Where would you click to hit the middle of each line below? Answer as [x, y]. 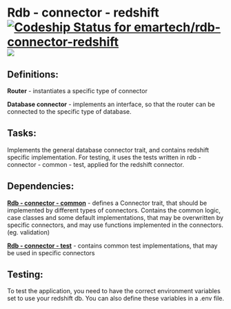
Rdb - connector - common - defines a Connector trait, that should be [107, 203]
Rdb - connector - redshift [83, 13]
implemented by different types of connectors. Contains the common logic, [114, 210]
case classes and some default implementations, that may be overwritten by [115, 217]
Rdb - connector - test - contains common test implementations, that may [112, 246]
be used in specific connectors [51, 252]
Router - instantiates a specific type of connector [78, 91]
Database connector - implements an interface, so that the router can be [111, 104]
